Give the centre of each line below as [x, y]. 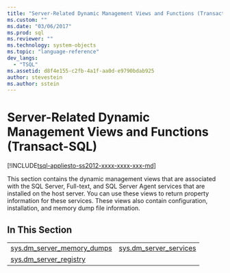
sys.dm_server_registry [48, 259]
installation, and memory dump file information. [74, 208]
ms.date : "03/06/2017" [39, 26]
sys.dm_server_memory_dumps [61, 248]
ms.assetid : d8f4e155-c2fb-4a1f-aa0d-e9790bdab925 [81, 71]
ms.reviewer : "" [30, 39]
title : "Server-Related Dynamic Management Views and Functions [101, 13]
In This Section [40, 229]
